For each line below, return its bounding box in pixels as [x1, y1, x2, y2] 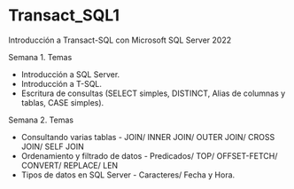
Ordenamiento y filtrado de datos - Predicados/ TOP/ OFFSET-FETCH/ [20, 150, 278, 161]
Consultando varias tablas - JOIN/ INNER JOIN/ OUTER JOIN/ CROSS [20, 131, 275, 142]
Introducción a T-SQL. [20, 78, 103, 89]
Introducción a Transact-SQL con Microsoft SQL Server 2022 [8, 35, 232, 45]
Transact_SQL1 [8, 5, 120, 26]
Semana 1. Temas [8, 51, 73, 62]
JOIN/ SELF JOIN [20, 141, 85, 152]
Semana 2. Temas [8, 114, 74, 125]
